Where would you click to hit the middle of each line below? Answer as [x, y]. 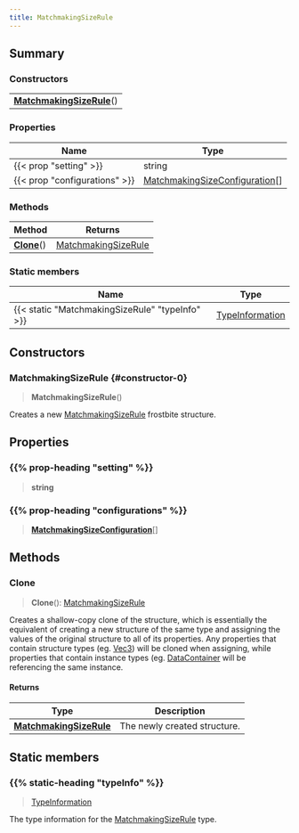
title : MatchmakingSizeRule [61, 17]
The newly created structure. [180, 725]
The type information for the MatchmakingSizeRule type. [113, 820]
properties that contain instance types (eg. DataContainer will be [128, 657]
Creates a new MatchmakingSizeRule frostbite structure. [113, 414]
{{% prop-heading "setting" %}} [81, 468]
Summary [37, 54]
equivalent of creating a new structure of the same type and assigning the [145, 629]
